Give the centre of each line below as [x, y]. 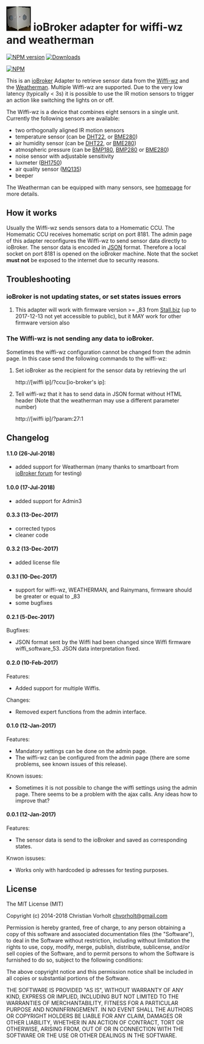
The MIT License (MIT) [35, 904]
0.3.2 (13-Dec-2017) [33, 549]
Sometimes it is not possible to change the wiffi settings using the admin [106, 787]
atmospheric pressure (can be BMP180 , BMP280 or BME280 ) [92, 149]
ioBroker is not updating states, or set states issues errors [94, 297]
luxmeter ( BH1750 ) [38, 162]
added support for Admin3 [48, 501]
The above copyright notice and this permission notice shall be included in [100, 971]
